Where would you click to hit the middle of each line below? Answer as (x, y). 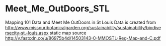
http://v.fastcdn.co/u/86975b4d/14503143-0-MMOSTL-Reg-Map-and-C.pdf (83, 38)
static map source (68, 33)
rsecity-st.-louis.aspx (27, 33)
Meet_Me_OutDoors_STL (57, 9)
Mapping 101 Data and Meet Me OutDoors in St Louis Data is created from (81, 22)
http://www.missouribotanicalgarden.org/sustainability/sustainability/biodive (83, 27)
